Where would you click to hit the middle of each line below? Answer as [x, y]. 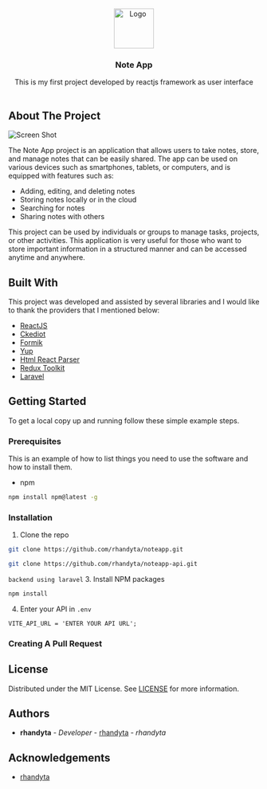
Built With [33, 283]
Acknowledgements [59, 758]
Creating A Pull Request [55, 643]
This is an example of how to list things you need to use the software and [128, 459]
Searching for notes [52, 208]
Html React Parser [49, 359]
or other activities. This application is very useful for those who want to [125, 241]
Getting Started [47, 401]
